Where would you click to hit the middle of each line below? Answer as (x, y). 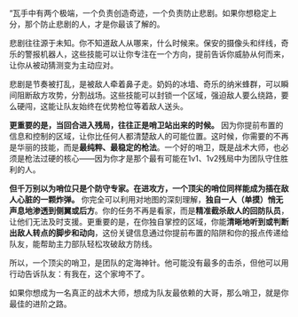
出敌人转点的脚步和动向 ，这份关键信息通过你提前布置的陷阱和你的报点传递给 (149, 233)
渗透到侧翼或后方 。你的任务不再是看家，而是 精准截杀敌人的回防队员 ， (161, 210)
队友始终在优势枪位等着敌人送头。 (125, 106)
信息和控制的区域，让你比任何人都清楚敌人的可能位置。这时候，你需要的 (141, 136)
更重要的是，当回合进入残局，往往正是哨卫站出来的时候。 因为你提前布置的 (146, 125)
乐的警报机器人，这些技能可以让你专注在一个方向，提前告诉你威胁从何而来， (149, 54)
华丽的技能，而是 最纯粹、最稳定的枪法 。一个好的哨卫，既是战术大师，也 (149, 147)
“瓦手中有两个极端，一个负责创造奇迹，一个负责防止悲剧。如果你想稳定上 (143, 13)
